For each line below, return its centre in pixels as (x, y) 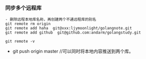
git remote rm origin (28, 24)
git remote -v (20, 41)
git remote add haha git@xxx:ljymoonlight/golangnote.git (69, 28)
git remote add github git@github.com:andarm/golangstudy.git (73, 33)
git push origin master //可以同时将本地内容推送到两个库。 (73, 51)
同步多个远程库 (23, 7)
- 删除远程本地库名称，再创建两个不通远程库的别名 (51, 19)
